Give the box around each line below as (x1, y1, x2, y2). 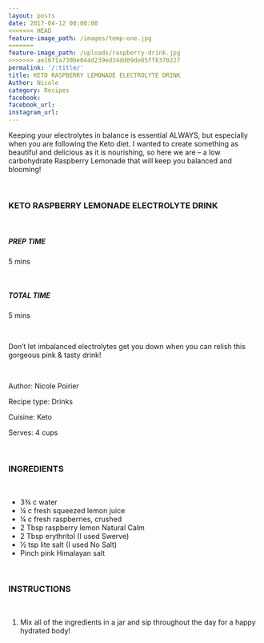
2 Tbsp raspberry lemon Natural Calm (19, 522, 146, 532)
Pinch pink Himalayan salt (19, 548, 106, 557)
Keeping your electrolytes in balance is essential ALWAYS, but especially (8, 131, 248, 140)
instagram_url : (8, 109, 59, 117)
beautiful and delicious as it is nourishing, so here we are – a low (8, 147, 222, 157)
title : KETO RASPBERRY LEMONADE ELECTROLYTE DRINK (8, 71, 181, 79)
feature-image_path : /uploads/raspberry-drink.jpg (8, 49, 181, 57)
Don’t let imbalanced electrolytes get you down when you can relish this (8, 342, 246, 352)
